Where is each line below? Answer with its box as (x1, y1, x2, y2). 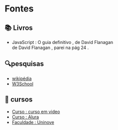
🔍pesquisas (4, 59, 44, 68)
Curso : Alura (11, 113, 39, 120)
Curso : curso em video (11, 108, 60, 114)
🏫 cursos (4, 95, 33, 104)
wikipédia (11, 75, 32, 81)
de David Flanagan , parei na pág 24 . (11, 44, 89, 50)
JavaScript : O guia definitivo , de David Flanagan (11, 39, 114, 45)
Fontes (4, 3, 34, 14)
